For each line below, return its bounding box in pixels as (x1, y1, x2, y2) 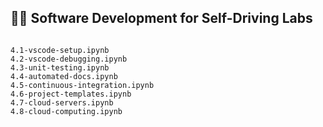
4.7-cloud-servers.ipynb (10, 97, 114, 108)
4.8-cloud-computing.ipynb (10, 106, 123, 116)
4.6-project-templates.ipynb (10, 89, 132, 99)
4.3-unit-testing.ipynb (10, 62, 110, 73)
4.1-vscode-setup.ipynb (10, 45, 110, 55)
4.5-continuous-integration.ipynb (10, 80, 155, 90)
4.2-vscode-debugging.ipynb (10, 54, 128, 64)
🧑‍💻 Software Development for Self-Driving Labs (10, 10, 313, 27)
